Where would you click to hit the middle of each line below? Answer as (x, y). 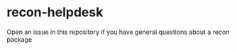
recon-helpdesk (55, 12)
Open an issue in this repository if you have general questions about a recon (118, 32)
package (20, 39)
